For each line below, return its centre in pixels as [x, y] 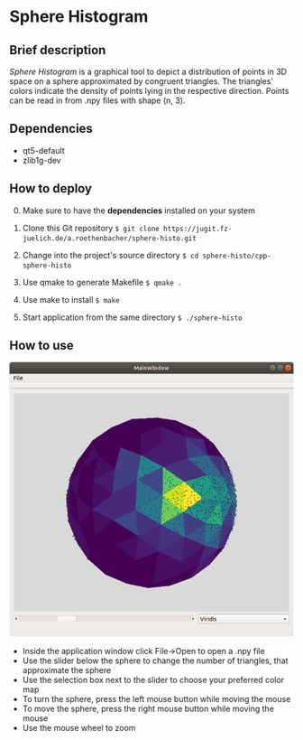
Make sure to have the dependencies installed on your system [138, 211]
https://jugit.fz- [198, 229]
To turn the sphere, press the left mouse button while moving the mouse [156, 698]
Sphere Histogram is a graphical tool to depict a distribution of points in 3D [148, 71]
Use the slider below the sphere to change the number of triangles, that [155, 660]
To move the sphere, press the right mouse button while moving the [148, 708]
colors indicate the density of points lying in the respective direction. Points [149, 91]
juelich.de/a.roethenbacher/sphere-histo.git [109, 238]
